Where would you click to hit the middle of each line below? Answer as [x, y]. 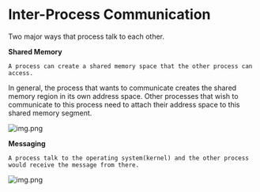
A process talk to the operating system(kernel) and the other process [128, 158]
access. [21, 73]
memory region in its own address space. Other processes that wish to [123, 96]
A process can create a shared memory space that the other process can [130, 66]
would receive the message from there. [74, 165]
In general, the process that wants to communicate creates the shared [122, 88]
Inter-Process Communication [109, 15]
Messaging [27, 143]
